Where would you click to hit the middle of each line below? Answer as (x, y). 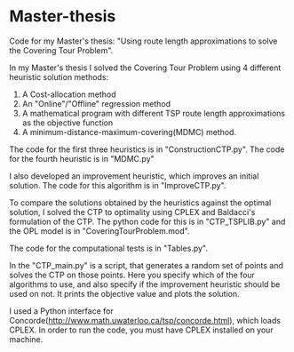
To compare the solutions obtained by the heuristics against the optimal (140, 203)
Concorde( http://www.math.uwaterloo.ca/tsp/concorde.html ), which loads (145, 320)
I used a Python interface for (61, 311)
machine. (26, 339)
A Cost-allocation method (69, 94)
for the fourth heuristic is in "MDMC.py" (82, 158)
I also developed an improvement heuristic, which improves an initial (134, 176)
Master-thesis (63, 16)
